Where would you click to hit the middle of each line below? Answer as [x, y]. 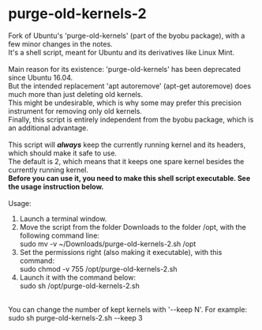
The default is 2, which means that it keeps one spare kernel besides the [126, 161]
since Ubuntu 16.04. [41, 77]
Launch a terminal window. [63, 219]
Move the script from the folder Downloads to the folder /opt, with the [133, 227]
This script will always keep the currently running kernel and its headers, [127, 144]
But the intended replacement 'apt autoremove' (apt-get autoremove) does [129, 86]
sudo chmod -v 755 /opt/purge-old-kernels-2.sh [98, 268]
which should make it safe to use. [62, 153]
